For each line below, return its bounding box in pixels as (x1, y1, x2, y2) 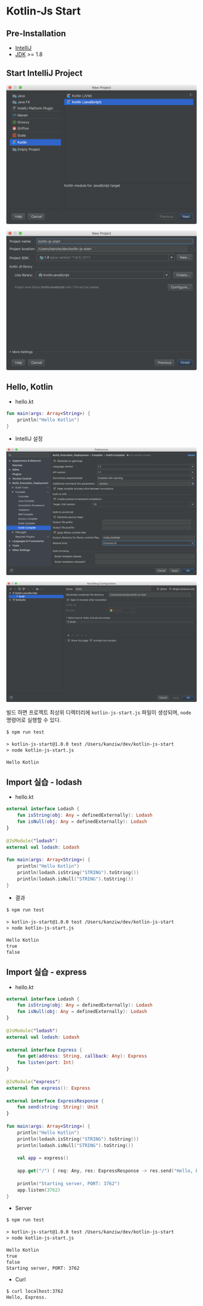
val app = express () (17, 1155, 69, 1161)
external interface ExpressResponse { (6, 1098, 104, 1104)
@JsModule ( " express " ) (6, 1078, 61, 1085)
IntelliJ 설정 (14, 435, 43, 442)
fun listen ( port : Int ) (17, 1060, 74, 1066)
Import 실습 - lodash (6, 777, 83, 787)
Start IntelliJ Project (6, 68, 83, 79)
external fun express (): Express (6, 1085, 91, 1091)
